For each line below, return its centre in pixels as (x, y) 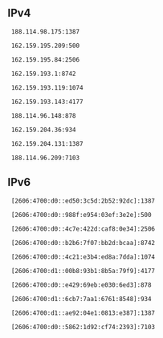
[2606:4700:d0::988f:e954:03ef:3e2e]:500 (81, 215)
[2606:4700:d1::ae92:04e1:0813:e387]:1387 (83, 313)
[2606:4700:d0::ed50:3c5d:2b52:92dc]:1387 (83, 201)
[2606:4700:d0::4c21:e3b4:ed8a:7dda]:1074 (83, 257)
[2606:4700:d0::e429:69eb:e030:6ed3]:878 (81, 285)
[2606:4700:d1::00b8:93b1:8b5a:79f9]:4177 (83, 271)
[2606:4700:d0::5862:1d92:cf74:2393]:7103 (83, 327)
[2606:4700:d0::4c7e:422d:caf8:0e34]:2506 (83, 229)
